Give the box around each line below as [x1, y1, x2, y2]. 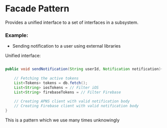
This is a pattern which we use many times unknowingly [5, 117, 120, 123]
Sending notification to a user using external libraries [12, 43, 121, 49]
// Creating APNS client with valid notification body [14, 99, 130, 104]
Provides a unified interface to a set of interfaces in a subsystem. [5, 19, 139, 25]
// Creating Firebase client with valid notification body [14, 104, 139, 109]
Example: [5, 32, 28, 39]
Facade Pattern [5, 3, 70, 14]
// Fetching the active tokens [14, 75, 79, 81]
